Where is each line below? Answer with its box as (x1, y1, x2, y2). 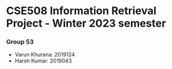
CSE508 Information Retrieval (6, 4, 157, 18)
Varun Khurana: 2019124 (14, 51, 76, 58)
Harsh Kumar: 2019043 (14, 57, 72, 64)
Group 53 (6, 38, 34, 46)
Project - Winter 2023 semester (6, 17, 167, 30)
